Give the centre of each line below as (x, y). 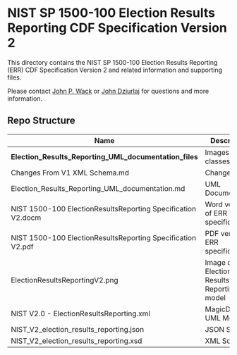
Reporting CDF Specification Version (117, 28)
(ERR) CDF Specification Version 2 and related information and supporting (115, 70)
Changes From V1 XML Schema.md (70, 173)
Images (217, 152)
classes (218, 161)
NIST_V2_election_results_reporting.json (78, 329)
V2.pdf (22, 247)
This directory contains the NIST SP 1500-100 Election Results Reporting (113, 62)
